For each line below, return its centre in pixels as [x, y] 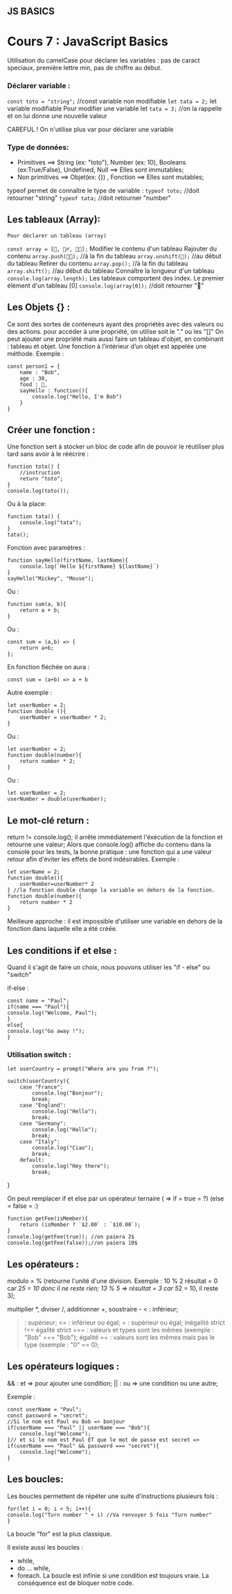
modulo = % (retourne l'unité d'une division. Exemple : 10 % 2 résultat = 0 [113, 1281]
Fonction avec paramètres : [46, 548]
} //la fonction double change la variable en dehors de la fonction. [111, 890]
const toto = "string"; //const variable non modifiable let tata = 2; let [112, 101]
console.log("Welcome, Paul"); [52, 1013]
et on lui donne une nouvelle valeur [57, 116]
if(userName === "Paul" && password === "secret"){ [83, 1446]
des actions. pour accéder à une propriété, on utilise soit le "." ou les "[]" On [115, 331]
